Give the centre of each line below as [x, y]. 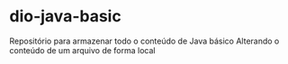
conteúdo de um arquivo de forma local [82, 50]
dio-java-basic [65, 16]
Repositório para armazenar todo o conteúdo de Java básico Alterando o [144, 41]
